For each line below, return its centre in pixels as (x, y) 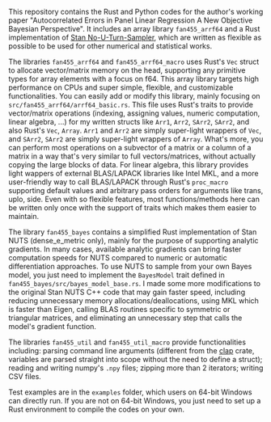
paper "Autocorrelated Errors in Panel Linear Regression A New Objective (131, 20)
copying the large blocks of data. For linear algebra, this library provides (129, 165)
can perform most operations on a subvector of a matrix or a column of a (130, 148)
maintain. (23, 216)
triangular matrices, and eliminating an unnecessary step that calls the (125, 318)
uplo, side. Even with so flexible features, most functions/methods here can (134, 199)
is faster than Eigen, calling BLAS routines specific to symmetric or (119, 309)
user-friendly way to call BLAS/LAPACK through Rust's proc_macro (119, 182)
